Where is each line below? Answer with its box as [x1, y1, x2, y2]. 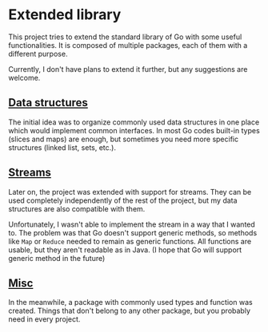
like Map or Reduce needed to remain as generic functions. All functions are [8, 236, 252, 246]
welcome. [8, 73, 41, 82]
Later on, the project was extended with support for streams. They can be [8, 187, 252, 196]
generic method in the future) [8, 253, 106, 263]
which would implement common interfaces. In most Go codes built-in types [8, 125, 260, 135]
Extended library [8, 6, 122, 24]
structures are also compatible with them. [8, 204, 146, 213]
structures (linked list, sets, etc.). [8, 142, 116, 152]
